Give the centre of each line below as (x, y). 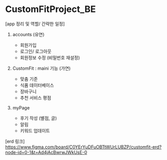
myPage (21, 108)
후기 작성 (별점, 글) (38, 118)
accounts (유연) (28, 34)
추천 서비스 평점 (35, 98)
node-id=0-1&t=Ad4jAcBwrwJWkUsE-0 (46, 152)
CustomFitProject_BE (51, 9)
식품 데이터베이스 (37, 85)
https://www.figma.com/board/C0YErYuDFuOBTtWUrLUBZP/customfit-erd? (83, 147)
